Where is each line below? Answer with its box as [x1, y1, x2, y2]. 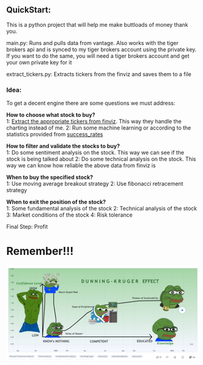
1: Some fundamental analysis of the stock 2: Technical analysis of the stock [6, 205, 198, 212]
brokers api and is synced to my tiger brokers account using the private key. [6, 46, 197, 53]
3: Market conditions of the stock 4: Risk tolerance [6, 211, 132, 218]
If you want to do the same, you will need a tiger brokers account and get [6, 52, 190, 60]
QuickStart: [6, 5, 52, 15]
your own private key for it [6, 58, 72, 66]
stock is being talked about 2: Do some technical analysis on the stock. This [6, 155, 196, 163]
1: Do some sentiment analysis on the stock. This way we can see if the [6, 149, 184, 156]
